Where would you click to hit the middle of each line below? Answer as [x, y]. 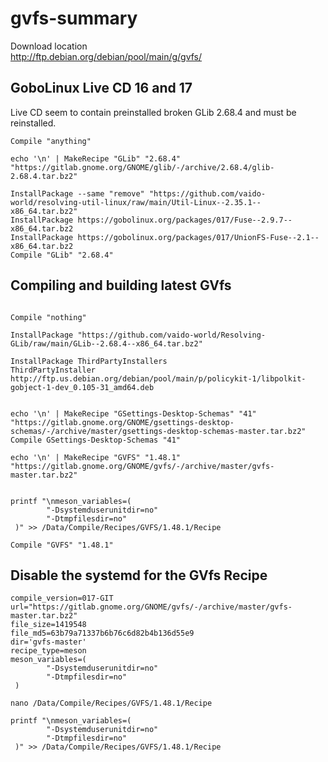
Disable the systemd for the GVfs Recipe [139, 575]
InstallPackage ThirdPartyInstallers [89, 361]
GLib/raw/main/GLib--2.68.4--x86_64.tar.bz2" [106, 343]
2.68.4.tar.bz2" [44, 176]
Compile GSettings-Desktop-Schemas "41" [96, 440]
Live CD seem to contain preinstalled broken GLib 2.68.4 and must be [153, 112]
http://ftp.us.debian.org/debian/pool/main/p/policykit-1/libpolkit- [158, 378]
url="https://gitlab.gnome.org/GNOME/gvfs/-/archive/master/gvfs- [151, 607]
